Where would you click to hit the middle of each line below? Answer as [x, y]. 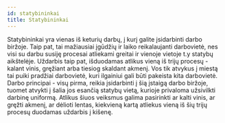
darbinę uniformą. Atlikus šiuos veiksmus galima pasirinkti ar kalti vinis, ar [111, 97]
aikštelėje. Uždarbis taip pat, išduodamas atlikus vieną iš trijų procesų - [108, 61]
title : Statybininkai [38, 20]
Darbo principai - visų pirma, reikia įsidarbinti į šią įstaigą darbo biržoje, [108, 83]
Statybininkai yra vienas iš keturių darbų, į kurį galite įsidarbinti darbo [105, 39]
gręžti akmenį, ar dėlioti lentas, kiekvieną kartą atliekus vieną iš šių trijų [107, 105]
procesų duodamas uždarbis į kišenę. [60, 112]
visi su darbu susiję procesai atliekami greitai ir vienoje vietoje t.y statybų [110, 54]
